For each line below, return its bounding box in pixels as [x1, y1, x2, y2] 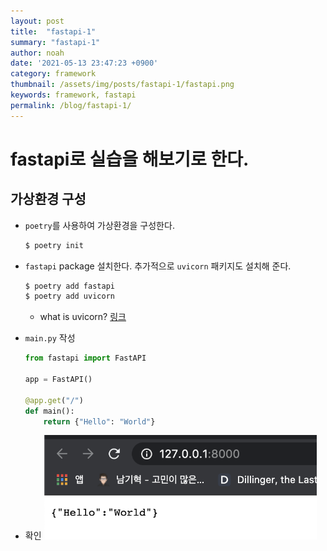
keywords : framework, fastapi [10, 90, 137, 100]
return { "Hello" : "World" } [43, 416, 156, 427]
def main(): [24, 406, 75, 416]
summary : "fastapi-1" [10, 37, 101, 47]
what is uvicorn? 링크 [39, 311, 127, 323]
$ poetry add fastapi [24, 281, 115, 291]
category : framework [10, 69, 97, 79]
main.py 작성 [24, 332, 76, 344]
